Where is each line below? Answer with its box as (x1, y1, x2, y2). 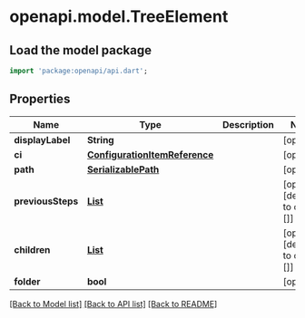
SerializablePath (86, 163, 160, 176)
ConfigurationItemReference (86, 148, 214, 160)
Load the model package (9, 43, 152, 58)
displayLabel (14, 133, 71, 146)
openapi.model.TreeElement (9, 6, 229, 27)
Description (221, 118, 274, 130)
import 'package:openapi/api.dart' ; (9, 66, 148, 75)
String (86, 133, 115, 146)
